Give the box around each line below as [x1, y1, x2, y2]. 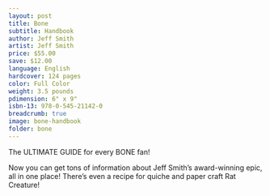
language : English [8, 65, 70, 73]
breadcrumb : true [8, 110, 67, 118]
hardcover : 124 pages [8, 72, 82, 80]
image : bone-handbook [8, 117, 82, 126]
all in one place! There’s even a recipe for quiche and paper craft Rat [8, 171, 236, 181]
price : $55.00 [8, 49, 57, 58]
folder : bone [8, 125, 53, 133]
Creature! [8, 180, 40, 190]
